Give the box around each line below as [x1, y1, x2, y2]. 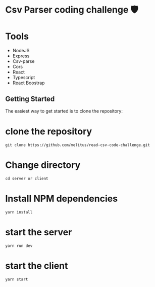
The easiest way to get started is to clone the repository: [5, 107, 123, 114]
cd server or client [5, 176, 49, 181]
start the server [5, 226, 72, 238]
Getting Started [5, 94, 55, 103]
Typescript [12, 75, 35, 81]
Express [12, 53, 30, 59]
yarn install [5, 209, 33, 214]
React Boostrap [12, 80, 45, 86]
